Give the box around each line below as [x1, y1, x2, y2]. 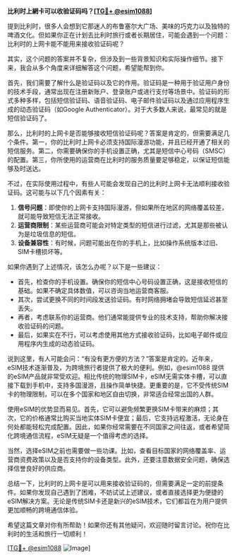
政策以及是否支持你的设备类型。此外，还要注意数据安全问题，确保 [31, 456, 224, 463]
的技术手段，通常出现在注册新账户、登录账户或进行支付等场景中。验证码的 [7, 88, 224, 96]
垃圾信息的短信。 [30, 230, 80, 238]
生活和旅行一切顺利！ [25, 530, 88, 538]
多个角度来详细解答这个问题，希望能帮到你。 [37, 64, 168, 71]
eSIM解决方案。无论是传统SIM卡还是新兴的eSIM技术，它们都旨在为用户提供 [7, 497, 228, 505]
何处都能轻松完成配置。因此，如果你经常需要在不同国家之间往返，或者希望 [7, 422, 224, 431]
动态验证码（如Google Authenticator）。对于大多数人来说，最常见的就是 [19, 105, 227, 113]
